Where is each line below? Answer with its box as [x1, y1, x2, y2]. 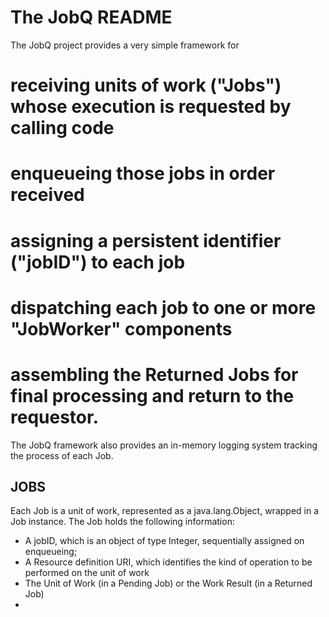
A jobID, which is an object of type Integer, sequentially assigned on [24, 535, 305, 547]
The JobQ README [10, 6, 173, 29]
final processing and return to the [10, 384, 295, 407]
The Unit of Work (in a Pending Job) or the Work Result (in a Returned [24, 577, 313, 590]
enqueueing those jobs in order [10, 162, 276, 185]
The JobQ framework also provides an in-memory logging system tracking [10, 439, 318, 451]
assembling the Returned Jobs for [10, 363, 299, 386]
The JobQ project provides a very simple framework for [10, 39, 240, 51]
